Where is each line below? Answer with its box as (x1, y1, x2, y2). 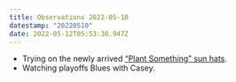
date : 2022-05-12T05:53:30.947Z (9, 29, 129, 38)
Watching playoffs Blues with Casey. (21, 63, 155, 73)
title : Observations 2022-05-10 (9, 12, 129, 22)
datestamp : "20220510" (9, 21, 93, 30)
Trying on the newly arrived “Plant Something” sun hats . (21, 54, 228, 64)
